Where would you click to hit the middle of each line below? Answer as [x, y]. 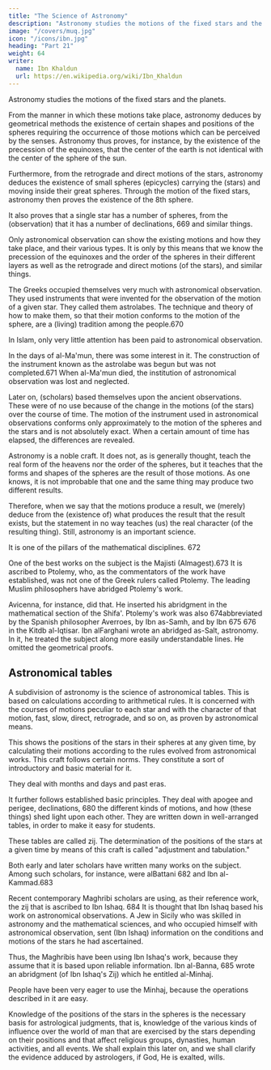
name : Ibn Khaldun [47, 69]
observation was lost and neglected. [69, 381]
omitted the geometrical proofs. [61, 647]
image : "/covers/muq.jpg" [52, 31]
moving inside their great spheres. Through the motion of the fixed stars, [129, 190]
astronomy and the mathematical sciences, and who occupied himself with [133, 924]
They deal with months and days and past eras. [87, 784]
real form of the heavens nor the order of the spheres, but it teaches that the [135, 464]
